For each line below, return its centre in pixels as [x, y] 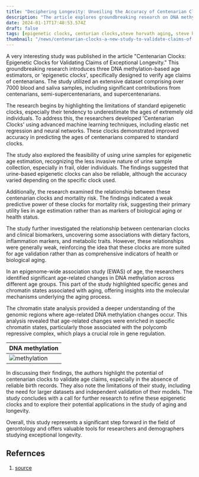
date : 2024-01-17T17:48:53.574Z [46, 23]
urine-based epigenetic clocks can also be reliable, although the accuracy [97, 174]
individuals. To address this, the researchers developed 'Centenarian [90, 118]
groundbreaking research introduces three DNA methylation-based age [93, 69]
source [23, 467]
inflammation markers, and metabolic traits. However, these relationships [95, 241]
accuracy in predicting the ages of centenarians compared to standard [92, 137]
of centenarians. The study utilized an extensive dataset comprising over [95, 81]
